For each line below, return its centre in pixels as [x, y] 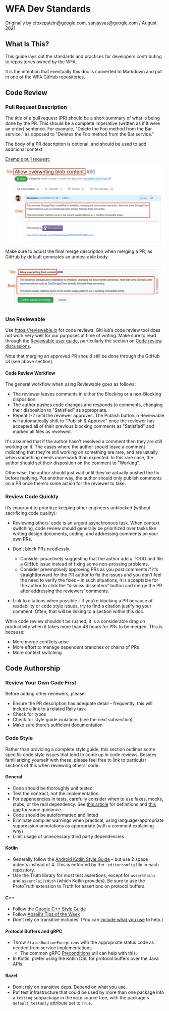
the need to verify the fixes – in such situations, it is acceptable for [89, 580]
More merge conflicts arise [41, 642]
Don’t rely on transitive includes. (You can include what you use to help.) [88, 920]
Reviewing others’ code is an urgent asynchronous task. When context [86, 523]
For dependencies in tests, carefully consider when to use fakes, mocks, [88, 799]
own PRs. [22, 539]
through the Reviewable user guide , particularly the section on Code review [84, 341]
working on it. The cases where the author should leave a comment [75, 447]
